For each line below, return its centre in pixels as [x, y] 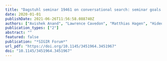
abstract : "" [19, 32]
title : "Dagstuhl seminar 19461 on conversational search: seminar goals [83, 10]
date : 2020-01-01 [23, 14]
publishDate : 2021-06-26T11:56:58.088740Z [50, 19]
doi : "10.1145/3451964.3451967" [39, 51]
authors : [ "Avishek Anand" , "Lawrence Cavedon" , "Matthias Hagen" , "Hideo [84, 23]
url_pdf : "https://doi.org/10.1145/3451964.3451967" [61, 46]
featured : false [22, 37]
